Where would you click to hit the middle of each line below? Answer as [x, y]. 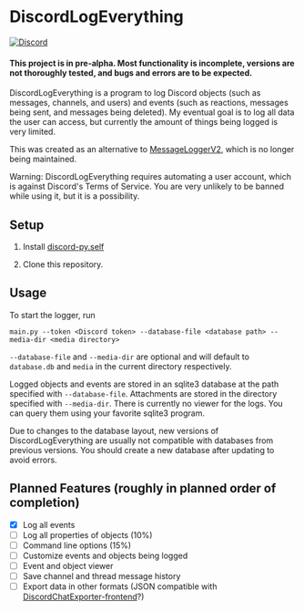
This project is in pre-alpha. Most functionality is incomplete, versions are [152, 63]
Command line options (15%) [77, 545]
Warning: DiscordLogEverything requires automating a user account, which [150, 177]
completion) [45, 503]
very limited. [33, 132]
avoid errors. [33, 460]
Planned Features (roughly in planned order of [143, 488]
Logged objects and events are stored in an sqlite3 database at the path [144, 384]
